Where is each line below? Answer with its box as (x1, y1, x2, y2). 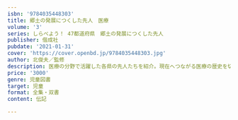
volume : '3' (7, 23, 42, 30)
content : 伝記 (7, 96, 47, 103)
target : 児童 (7, 83, 44, 90)
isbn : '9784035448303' (7, 10, 74, 18)
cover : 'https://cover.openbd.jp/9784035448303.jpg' (7, 50, 166, 57)
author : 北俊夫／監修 (7, 56, 65, 64)
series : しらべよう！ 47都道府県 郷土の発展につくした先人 (7, 30, 164, 37)
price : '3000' (7, 69, 50, 76)
